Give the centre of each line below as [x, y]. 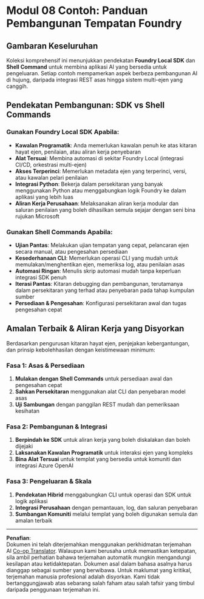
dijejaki [24, 446]
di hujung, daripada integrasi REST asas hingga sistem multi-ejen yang [95, 80]
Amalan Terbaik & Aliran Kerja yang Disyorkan [95, 329]
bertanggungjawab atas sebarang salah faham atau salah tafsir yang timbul [100, 583]
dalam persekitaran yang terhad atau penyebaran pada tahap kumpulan [105, 290]
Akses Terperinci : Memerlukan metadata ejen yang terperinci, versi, [101, 171]
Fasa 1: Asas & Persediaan [46, 365]
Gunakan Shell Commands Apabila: [59, 232]
